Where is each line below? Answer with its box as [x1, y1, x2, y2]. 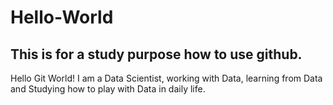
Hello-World [10, 6, 114, 29]
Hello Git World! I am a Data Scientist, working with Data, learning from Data [10, 72, 323, 84]
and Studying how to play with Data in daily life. [10, 83, 206, 95]
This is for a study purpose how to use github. [10, 46, 303, 63]
